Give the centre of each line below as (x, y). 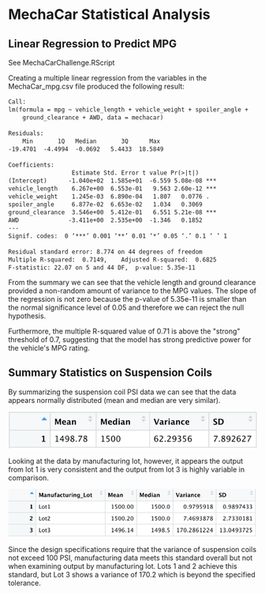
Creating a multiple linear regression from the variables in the (108, 78)
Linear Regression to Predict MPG (93, 44)
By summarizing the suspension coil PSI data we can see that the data (122, 392)
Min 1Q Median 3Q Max (91, 141)
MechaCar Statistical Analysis (109, 15)
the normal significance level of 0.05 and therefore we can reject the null (126, 307)
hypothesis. (27, 316)
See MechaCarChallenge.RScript (62, 62)
